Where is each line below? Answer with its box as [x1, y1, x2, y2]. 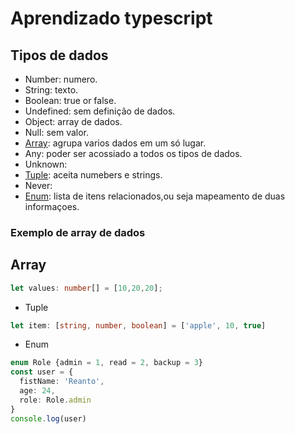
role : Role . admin [19, 395, 92, 405]
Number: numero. [24, 73, 98, 85]
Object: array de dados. [24, 116, 123, 127]
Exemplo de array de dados [10, 225, 146, 239]
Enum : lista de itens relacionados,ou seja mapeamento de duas [24, 190, 286, 202]
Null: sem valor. [24, 127, 90, 138]
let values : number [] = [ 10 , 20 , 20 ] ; [10, 283, 163, 293]
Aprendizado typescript [10, 7, 213, 30]
